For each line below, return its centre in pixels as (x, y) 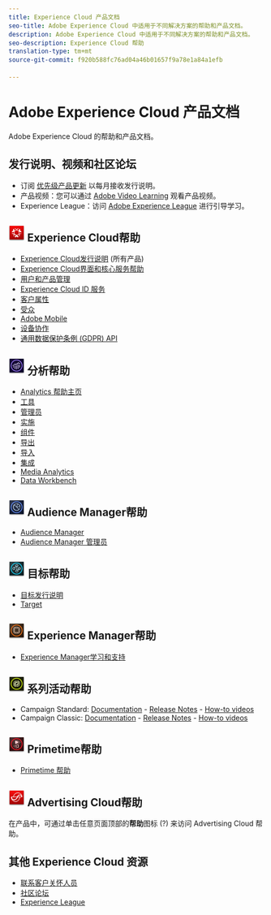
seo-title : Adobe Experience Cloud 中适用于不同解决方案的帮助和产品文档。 (128, 26)
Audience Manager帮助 (87, 512)
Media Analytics (47, 472)
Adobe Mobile (43, 319)
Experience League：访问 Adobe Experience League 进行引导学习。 (134, 205)
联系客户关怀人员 (49, 883)
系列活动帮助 (59, 689)
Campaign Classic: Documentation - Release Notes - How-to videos (134, 718)
